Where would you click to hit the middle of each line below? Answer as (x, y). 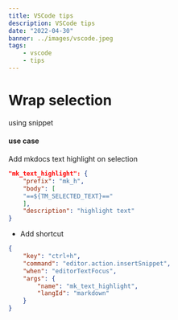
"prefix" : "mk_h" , (54, 181)
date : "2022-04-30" (41, 31)
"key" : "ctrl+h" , (52, 256)
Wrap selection (60, 101)
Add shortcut (42, 234)
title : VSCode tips (41, 16)
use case (24, 141)
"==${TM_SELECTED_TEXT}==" (68, 196)
